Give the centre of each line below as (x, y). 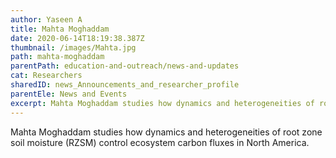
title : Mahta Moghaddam (60, 29)
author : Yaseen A (46, 19)
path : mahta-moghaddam (57, 57)
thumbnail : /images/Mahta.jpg (73, 47)
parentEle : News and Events (69, 94)
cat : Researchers (46, 76)
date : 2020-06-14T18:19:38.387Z (77, 38)
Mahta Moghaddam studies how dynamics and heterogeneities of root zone (166, 132)
